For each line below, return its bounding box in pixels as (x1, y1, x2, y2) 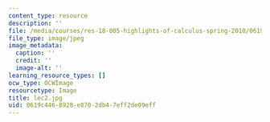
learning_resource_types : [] (8, 71, 106, 79)
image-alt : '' (15, 64, 63, 72)
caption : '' (15, 49, 56, 57)
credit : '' (15, 57, 52, 65)
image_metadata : (8, 42, 63, 50)
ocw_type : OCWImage (8, 79, 74, 87)
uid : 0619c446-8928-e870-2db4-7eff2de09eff (8, 101, 157, 109)
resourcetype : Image (8, 86, 78, 95)
